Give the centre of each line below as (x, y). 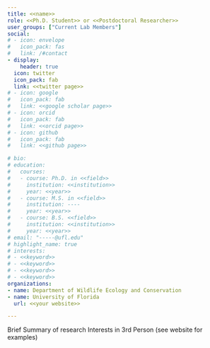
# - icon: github (33, 133)
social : (19, 34)
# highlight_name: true (42, 244)
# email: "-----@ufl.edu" (45, 237)
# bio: (17, 159)
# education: (27, 165)
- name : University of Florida (53, 297)
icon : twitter (34, 73)
